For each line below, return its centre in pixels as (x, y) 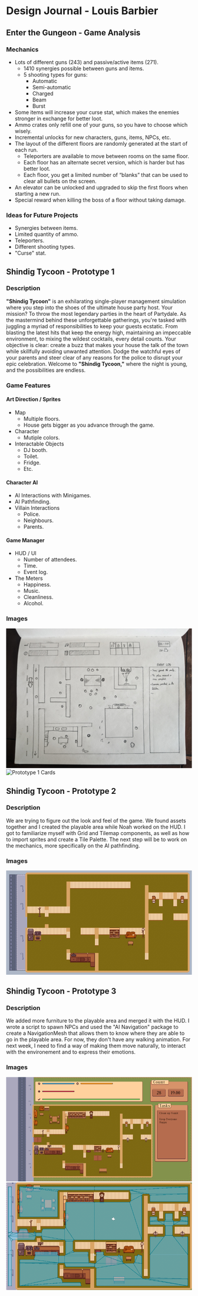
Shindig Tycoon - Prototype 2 (61, 791)
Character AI (22, 482)
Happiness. (37, 585)
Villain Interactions (37, 508)
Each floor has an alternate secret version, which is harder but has (104, 162)
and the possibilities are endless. (46, 370)
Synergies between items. (46, 228)
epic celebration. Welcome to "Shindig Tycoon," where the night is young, (97, 364)
